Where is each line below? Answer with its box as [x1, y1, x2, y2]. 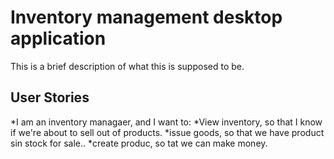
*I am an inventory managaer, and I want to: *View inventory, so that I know [10, 116, 323, 128]
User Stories [10, 89, 90, 106]
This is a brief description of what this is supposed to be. [10, 60, 245, 72]
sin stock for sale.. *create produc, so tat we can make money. [10, 137, 268, 149]
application [10, 27, 107, 50]
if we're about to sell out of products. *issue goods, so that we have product [10, 126, 325, 138]
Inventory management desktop [10, 6, 283, 29]
